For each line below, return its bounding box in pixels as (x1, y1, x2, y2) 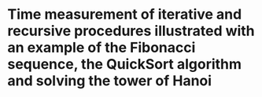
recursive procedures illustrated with (7, 22, 255, 40)
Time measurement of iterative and (7, 5, 242, 23)
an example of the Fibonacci (7, 39, 196, 56)
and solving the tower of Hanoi (7, 72, 212, 90)
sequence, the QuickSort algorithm (7, 56, 242, 74)
